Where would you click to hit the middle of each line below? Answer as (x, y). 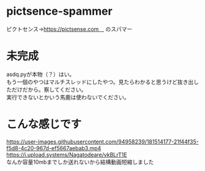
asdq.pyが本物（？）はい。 (41, 74)
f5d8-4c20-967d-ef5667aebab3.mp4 (54, 148)
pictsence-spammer (59, 11)
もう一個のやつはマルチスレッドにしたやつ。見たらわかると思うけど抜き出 (100, 82)
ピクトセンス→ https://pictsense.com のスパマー (69, 29)
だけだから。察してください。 (49, 89)
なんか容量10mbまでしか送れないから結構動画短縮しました (80, 162)
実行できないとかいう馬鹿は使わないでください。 (68, 97)
